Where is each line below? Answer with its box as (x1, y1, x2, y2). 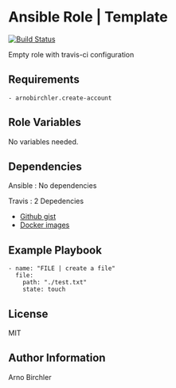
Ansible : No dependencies (8, 181, 97, 190)
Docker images (19, 220, 70, 230)
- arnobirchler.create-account (8, 94, 112, 102)
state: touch (22, 285, 66, 294)
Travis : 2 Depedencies (8, 196, 84, 206)
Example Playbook (8, 243, 102, 257)
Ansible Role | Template (8, 8, 169, 26)
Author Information (8, 351, 106, 365)
